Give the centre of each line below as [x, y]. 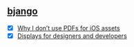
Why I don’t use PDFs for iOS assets [68, 28]
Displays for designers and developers [72, 36]
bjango [22, 11]
